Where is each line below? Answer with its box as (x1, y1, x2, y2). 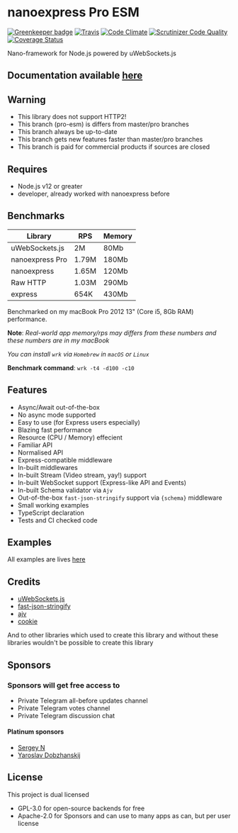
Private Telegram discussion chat (17, 711, 115, 720)
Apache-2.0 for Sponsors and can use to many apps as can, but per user (17, 811, 231, 820)
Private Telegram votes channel (17, 703, 110, 712)
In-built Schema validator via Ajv (17, 486, 113, 494)
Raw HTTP (11, 277, 47, 287)
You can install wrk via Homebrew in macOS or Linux (7, 350, 149, 358)
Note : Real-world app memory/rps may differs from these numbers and (7, 328, 217, 337)
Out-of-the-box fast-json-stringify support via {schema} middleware (17, 493, 222, 502)
